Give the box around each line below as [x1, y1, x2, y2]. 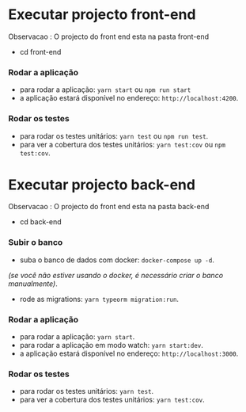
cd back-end [19, 217, 62, 227]
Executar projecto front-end [8, 6, 196, 24]
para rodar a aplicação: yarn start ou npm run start [19, 85, 191, 94]
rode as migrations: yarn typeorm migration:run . [19, 294, 180, 303]
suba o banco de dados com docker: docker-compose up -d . [19, 255, 215, 265]
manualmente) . [8, 279, 58, 288]
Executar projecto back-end [8, 176, 196, 193]
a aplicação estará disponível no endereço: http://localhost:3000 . [19, 349, 239, 358]
